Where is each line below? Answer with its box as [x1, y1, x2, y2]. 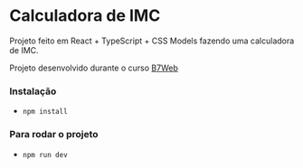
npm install [22, 107, 68, 117]
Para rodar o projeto [9, 128, 99, 141]
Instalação [9, 85, 57, 98]
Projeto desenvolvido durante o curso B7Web [9, 62, 178, 73]
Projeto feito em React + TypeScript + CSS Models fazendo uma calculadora [9, 35, 295, 46]
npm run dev [22, 150, 68, 159]
